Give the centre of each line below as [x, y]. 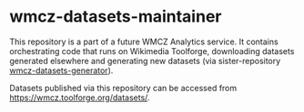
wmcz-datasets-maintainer [116, 17]
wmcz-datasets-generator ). [61, 70]
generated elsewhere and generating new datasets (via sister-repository [145, 61]
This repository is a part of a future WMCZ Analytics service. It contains [144, 42]
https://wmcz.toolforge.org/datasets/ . [80, 98]
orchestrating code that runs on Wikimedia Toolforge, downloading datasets [152, 51]
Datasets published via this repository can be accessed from [123, 88]
